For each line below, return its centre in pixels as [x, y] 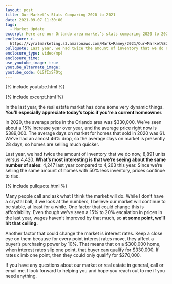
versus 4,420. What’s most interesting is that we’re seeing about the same [86, 159]
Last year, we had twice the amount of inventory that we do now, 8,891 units [85, 154]
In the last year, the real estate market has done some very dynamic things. [84, 107]
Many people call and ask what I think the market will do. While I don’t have [84, 196]
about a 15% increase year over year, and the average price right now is [81, 128]
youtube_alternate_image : [33, 67]
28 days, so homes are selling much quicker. [52, 144]
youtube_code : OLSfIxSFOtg [34, 73]
